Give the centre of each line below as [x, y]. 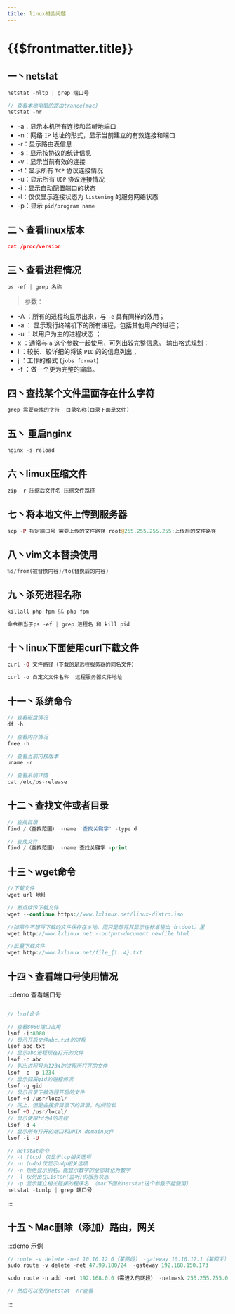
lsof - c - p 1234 [31, 1073]
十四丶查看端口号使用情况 [62, 977]
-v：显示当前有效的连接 [52, 162]
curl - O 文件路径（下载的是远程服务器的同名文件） [72, 665]
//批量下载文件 [26, 946]
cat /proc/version [34, 247]
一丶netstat [33, 76]
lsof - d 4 [22, 1125]
